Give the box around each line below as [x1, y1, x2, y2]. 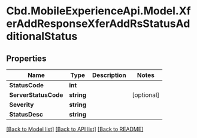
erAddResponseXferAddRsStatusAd [6, 17, 190, 30]
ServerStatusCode [9, 91, 63, 99]
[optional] [132, 91, 160, 99]
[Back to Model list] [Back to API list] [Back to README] [6, 125, 144, 133]
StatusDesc [9, 111, 43, 118]
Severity [9, 100, 34, 109]
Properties [6, 53, 47, 63]
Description [92, 71, 127, 79]
